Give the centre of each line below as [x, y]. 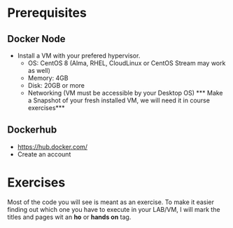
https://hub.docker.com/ [52, 147]
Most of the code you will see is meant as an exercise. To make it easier [111, 202]
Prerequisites [47, 13]
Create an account [44, 154]
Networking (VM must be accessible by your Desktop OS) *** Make [125, 93]
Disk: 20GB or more [56, 85]
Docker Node [36, 39]
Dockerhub [32, 130]
